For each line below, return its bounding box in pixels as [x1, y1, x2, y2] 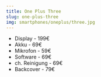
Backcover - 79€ [14, 66, 55, 73]
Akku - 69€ [14, 41, 43, 48]
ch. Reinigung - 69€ [14, 60, 63, 67]
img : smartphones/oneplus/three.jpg [6, 19, 95, 25]
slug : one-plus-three [6, 14, 59, 20]
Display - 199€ [14, 35, 50, 42]
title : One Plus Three [6, 8, 61, 14]
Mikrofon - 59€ [14, 47, 51, 54]
